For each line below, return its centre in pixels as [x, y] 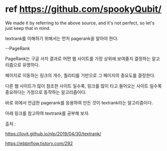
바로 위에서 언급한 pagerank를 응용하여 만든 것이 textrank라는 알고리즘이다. [79, 102]
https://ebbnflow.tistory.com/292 [39, 143]
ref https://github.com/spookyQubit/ [83, 9]
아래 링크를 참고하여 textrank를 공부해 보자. [47, 113]
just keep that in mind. [28, 28]
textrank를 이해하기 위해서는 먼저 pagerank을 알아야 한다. [62, 38]
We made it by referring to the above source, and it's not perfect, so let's [80, 23]
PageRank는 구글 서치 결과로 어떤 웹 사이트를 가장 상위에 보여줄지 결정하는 [78, 59]
